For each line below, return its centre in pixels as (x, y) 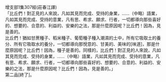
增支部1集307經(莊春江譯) (31, 7)
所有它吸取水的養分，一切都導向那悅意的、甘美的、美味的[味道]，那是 (84, 44)
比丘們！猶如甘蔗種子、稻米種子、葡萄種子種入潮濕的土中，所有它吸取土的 (81, 38)
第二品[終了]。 (20, 75)
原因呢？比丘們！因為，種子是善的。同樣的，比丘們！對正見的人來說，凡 (83, 50)
